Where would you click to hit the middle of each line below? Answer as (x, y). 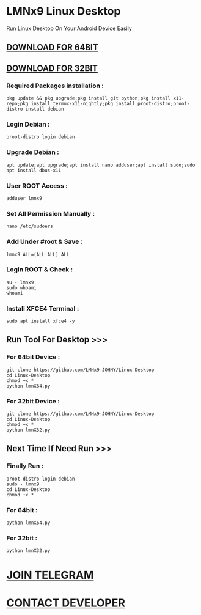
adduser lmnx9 (24, 198)
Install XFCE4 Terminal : (43, 308)
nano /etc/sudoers (30, 226)
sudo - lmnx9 (23, 484)
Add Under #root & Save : (45, 241)
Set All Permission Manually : (51, 213)
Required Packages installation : (55, 86)
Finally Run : (25, 466)
